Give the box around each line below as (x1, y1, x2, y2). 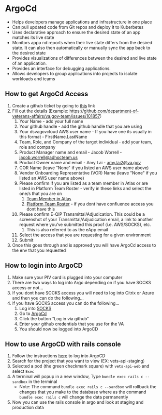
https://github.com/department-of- (69, 108, 139, 114)
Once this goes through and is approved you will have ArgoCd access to (12, 242, 156, 248)
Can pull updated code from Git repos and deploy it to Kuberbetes (12, 24, 144, 30)
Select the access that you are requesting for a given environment (19, 232, 151, 238)
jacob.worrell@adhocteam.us (19, 154, 78, 160)
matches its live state (12, 35, 55, 40)
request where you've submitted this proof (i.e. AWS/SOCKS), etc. (19, 222, 151, 227)
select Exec (12, 368, 35, 374)
